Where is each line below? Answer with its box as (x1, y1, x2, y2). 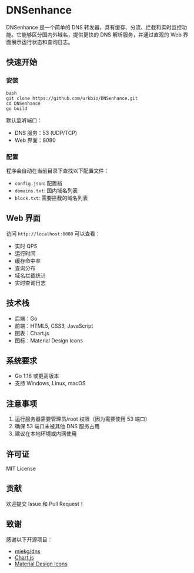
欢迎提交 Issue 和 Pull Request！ (6, 500, 85, 507)
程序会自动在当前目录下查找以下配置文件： (6, 167, 109, 174)
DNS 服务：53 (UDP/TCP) (14, 129, 78, 136)
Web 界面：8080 (14, 136, 56, 144)
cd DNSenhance (6, 101, 41, 106)
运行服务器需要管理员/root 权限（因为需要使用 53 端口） (14, 415, 151, 422)
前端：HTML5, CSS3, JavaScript (14, 322, 93, 329)
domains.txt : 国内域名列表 (14, 186, 78, 194)
